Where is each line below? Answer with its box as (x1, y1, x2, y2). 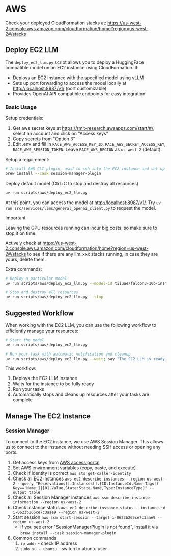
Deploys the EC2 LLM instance (12, 375, 77, 382)
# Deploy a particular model (5, 276, 67, 281)
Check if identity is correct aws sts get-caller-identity (12, 470, 131, 476)
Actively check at (5, 240, 42, 246)
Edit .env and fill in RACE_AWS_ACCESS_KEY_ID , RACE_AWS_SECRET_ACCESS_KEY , (12, 141, 166, 147)
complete (12, 397, 33, 403)
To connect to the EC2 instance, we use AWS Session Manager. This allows (5, 439, 164, 445)
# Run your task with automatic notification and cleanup (5, 351, 131, 357)
